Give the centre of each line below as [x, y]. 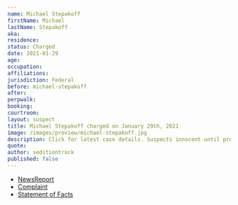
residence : [23, 40]
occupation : [25, 67]
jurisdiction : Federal [41, 80]
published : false [33, 159]
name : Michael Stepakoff [44, 14]
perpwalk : [22, 100]
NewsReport [36, 179]
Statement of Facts [45, 194]
